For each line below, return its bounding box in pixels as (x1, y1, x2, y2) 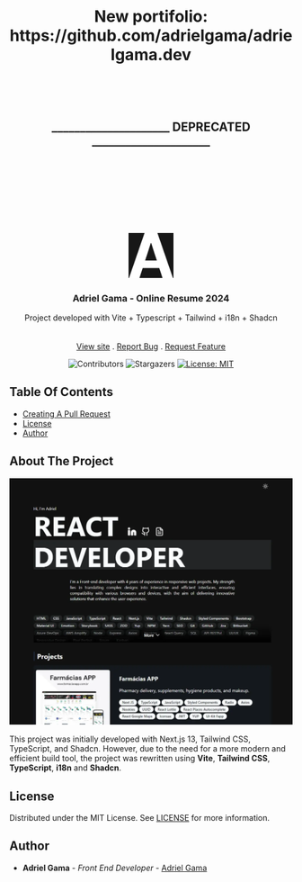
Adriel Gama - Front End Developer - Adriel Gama (22, 862, 208, 873)
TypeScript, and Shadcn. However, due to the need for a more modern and (9, 743, 286, 754)
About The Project (9, 454, 114, 469)
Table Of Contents (9, 384, 114, 400)
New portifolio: (93, 6, 209, 27)
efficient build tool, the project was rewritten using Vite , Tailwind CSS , (9, 753, 271, 764)
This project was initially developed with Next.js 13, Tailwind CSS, (9, 733, 252, 744)
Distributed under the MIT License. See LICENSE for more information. (9, 813, 271, 823)
